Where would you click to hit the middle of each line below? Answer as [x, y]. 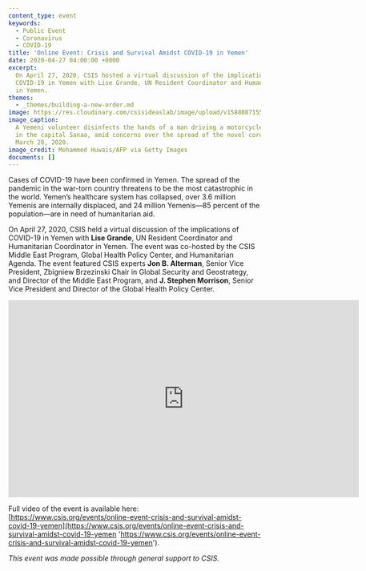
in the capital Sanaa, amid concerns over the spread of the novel [131, 135]
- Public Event [41, 30]
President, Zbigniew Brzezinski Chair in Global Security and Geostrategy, [129, 272]
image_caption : [34, 120]
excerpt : [23, 68]
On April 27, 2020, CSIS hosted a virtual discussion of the [120, 75]
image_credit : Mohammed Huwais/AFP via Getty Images [98, 150]
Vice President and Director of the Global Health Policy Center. [111, 289]
